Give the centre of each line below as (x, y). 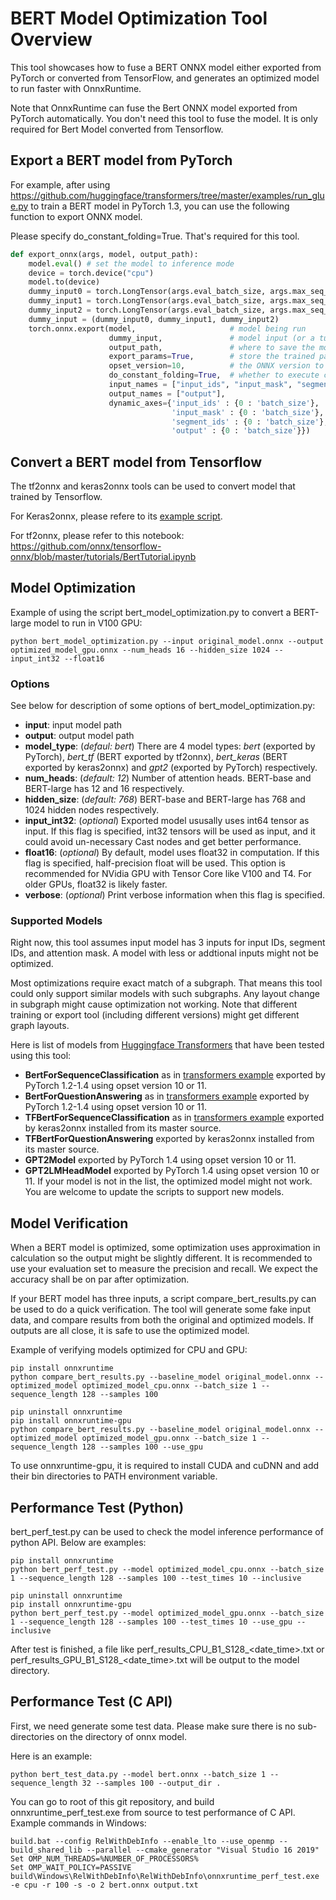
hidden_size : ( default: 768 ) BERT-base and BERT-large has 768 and (165, 799)
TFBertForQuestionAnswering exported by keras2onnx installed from (169, 1139)
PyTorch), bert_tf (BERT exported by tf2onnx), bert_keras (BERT (156, 757)
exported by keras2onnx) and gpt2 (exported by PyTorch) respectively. (171, 768)
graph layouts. (40, 1026)
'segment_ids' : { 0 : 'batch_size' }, (250, 422)
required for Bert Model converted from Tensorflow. (117, 129)
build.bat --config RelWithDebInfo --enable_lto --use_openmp (142, 1841)
